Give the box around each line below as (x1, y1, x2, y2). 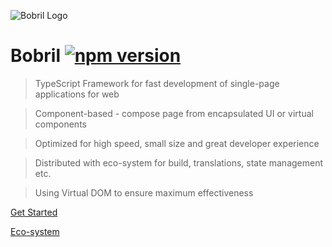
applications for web (34, 88, 120, 100)
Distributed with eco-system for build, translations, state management (34, 156, 324, 169)
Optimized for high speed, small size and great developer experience (34, 137, 320, 149)
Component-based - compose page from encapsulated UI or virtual (34, 107, 314, 119)
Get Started (10, 206, 58, 218)
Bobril (10, 45, 62, 67)
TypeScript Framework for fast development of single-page (34, 77, 280, 89)
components (34, 118, 87, 130)
